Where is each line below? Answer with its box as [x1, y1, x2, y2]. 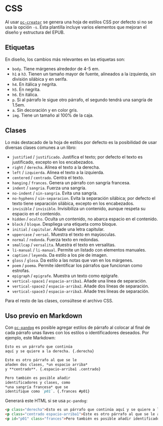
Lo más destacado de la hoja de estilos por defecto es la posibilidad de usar [5, 139, 157, 145]
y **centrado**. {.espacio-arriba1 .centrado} [5, 367, 101, 372]
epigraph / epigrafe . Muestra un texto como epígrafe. [12, 273, 119, 279]
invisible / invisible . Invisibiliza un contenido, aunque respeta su [12, 205, 146, 212]
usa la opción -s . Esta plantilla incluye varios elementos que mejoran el [5, 24, 147, 30]
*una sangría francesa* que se [5, 385, 68, 390]
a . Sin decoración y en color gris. [12, 107, 79, 113]
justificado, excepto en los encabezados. [12, 159, 95, 165]
